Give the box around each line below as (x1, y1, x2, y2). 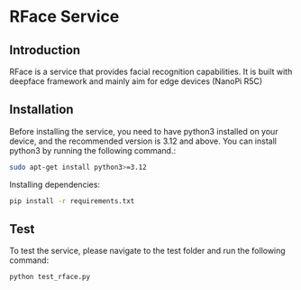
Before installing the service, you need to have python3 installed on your (9, 126, 278, 136)
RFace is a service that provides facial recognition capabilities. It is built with (9, 66, 293, 77)
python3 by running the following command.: (9, 145, 177, 155)
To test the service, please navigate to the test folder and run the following (9, 246, 286, 257)
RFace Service (9, 6, 120, 27)
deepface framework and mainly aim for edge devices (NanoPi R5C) (9, 76, 263, 87)
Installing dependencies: (9, 179, 101, 190)
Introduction (9, 42, 81, 58)
